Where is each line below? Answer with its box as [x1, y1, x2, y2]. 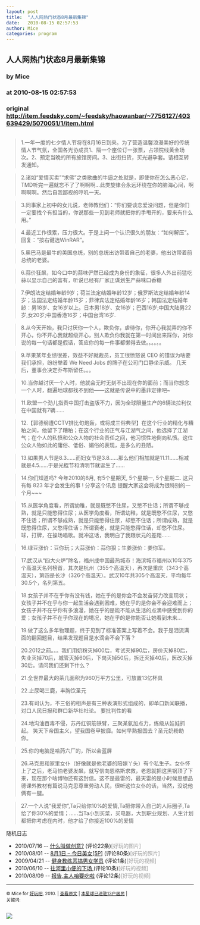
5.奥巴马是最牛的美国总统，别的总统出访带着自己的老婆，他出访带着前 [20, 249, 192, 256]
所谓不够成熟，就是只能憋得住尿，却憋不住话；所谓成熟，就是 [41, 516, 193, 523]
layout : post [6, 8, 39, 15]
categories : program [6, 31, 58, 37]
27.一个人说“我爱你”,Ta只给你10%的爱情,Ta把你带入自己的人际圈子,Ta [20, 802, 190, 809]
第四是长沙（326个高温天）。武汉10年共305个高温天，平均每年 [39, 572, 192, 579]
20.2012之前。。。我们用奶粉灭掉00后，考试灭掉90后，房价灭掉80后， [20, 647, 191, 654]
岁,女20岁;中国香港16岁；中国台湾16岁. [20, 311, 116, 318]
